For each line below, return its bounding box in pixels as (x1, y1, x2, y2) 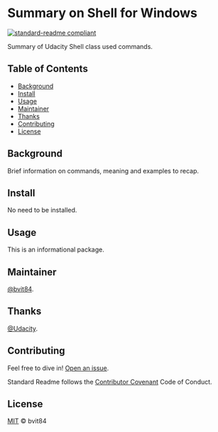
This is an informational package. (7, 245, 104, 254)
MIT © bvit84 (7, 417, 47, 426)
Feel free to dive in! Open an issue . (7, 364, 109, 372)
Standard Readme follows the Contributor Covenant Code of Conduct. (7, 377, 212, 386)
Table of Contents (7, 63, 89, 75)
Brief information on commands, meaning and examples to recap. (7, 166, 200, 175)
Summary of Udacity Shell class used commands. (7, 42, 153, 50)
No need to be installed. (7, 206, 77, 215)
